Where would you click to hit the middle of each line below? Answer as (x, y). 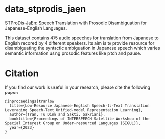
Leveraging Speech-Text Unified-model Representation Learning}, (74, 110)
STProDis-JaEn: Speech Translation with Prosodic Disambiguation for (76, 23)
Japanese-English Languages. (36, 28)
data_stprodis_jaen (46, 9)
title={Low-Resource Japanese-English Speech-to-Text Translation (80, 106)
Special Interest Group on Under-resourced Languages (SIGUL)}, (73, 123)
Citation (22, 73)
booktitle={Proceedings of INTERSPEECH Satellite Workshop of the (80, 119)
